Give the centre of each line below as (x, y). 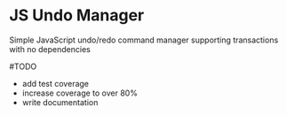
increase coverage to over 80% (80, 93)
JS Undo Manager (77, 15)
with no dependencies (50, 49)
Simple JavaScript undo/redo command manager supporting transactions (144, 40)
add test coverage (56, 83)
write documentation (60, 102)
